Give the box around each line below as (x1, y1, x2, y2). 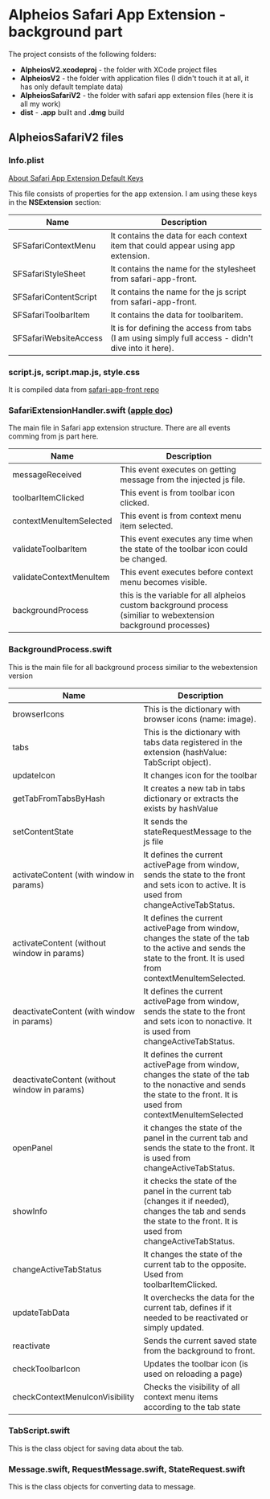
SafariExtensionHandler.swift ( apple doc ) (8, 404, 174, 415)
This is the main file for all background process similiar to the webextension (8, 662, 259, 672)
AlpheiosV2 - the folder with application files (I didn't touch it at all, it (19, 73, 249, 83)
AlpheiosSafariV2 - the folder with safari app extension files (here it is (19, 90, 254, 100)
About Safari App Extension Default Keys (8, 173, 144, 182)
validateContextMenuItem (12, 572, 110, 583)
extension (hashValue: (143, 746, 227, 758)
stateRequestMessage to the (143, 826, 252, 837)
